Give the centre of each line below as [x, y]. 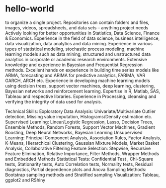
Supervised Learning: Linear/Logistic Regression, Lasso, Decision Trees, [79, 122]
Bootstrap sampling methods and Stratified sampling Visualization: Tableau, [83, 175]
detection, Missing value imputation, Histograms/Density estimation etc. [79, 116]
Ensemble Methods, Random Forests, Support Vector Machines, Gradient [80, 127]
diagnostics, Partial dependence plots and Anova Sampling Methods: [76, 169]
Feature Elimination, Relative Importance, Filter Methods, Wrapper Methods [82, 153]
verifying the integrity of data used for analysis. [54, 101]
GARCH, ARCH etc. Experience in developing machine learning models [78, 81]
